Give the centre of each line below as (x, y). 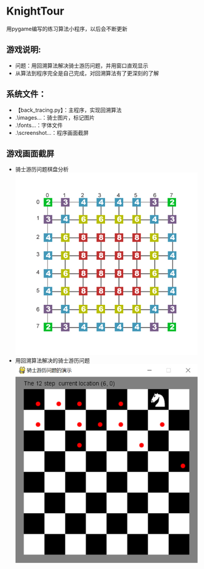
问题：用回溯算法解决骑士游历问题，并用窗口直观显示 (82, 66)
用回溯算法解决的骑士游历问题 (52, 360)
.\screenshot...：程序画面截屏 (52, 132)
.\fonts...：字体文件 (39, 125)
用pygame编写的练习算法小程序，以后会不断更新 (67, 29)
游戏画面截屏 (30, 153)
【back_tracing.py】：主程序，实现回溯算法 (68, 110)
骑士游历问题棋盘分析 (42, 169)
